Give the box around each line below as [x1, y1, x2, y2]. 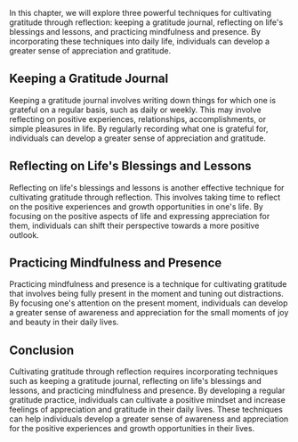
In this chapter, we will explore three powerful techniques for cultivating [9, 8, 272, 18]
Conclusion [9, 342, 75, 357]
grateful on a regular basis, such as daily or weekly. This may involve [9, 104, 262, 115]
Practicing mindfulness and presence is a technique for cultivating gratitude [9, 279, 287, 290]
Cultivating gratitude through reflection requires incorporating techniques [9, 366, 278, 377]
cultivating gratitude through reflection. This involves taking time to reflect [9, 192, 281, 202]
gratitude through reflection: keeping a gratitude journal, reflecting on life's [9, 17, 284, 28]
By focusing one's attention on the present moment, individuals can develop [9, 298, 288, 308]
